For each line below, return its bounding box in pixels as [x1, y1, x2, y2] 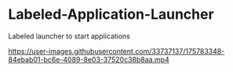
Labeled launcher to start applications [8, 31, 131, 41]
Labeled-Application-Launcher [8, 5, 214, 23]
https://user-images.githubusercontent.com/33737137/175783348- [8, 46, 225, 56]
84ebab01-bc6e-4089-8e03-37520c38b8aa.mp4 [8, 55, 170, 64]
